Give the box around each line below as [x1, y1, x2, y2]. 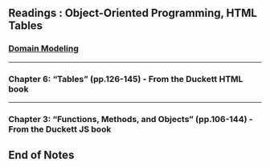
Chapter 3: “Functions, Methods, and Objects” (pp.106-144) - [8, 113, 253, 124]
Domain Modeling [8, 43, 79, 55]
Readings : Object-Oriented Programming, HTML [8, 6, 257, 20]
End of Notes [8, 149, 75, 162]
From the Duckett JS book [8, 124, 112, 135]
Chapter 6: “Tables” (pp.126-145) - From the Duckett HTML [8, 73, 243, 84]
